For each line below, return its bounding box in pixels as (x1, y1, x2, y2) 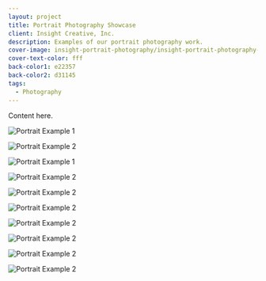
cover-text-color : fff (8, 55, 83, 63)
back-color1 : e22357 (8, 63, 77, 71)
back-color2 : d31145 (8, 71, 77, 79)
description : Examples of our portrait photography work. (8, 38, 203, 46)
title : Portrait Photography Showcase (8, 21, 136, 29)
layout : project (8, 13, 62, 21)
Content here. (8, 111, 53, 120)
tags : (8, 79, 26, 87)
